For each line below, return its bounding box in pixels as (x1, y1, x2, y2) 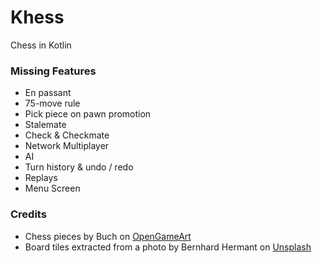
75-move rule (24, 97, 81, 110)
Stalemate (24, 119, 67, 131)
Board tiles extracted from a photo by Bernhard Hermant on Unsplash (24, 241, 312, 253)
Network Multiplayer (24, 140, 110, 152)
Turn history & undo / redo (24, 161, 134, 173)
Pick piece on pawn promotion (24, 108, 152, 120)
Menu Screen (24, 182, 81, 195)
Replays (24, 172, 58, 184)
